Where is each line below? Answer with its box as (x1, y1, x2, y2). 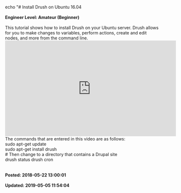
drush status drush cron (5, 157, 54, 162)
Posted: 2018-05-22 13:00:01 (5, 172, 66, 178)
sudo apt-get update (5, 141, 46, 147)
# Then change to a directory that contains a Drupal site (5, 152, 118, 157)
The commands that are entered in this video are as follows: (5, 136, 126, 141)
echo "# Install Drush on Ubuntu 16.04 (5, 4, 82, 10)
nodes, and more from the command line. (5, 35, 88, 41)
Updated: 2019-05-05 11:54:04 (5, 182, 70, 188)
